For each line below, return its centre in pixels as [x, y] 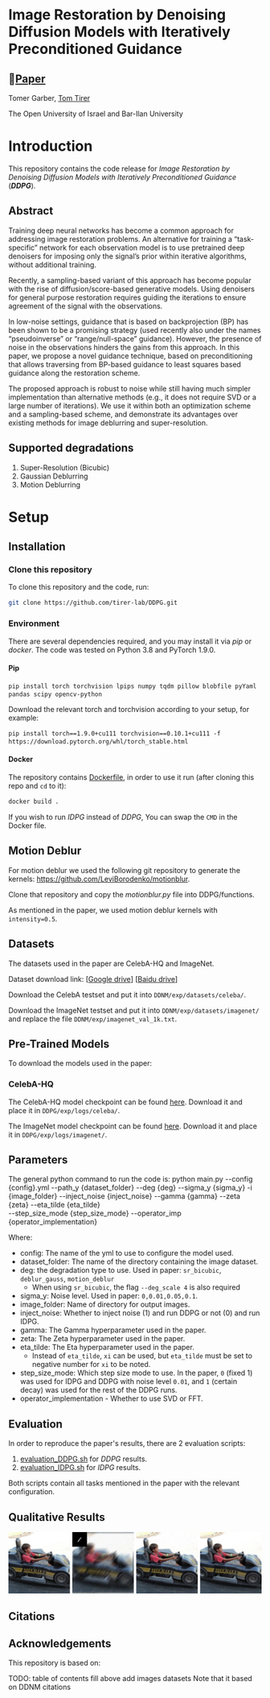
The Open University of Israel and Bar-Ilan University [96, 114]
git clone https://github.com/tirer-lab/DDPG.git [93, 603]
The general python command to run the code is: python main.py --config [131, 1179]
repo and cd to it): [37, 786]
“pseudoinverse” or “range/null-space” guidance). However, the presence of [135, 338]
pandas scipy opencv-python [55, 694]
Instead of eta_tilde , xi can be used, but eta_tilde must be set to [142, 1356]
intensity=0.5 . [33, 918]
